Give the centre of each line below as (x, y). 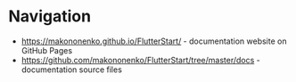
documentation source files (71, 70)
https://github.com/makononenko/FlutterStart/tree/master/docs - (140, 60)
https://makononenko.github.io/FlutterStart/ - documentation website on (154, 41)
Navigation (49, 16)
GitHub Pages (47, 50)
